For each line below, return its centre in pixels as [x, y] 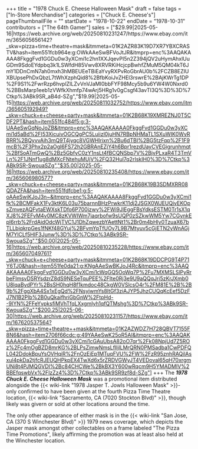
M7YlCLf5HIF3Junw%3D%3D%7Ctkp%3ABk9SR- [67, 235]
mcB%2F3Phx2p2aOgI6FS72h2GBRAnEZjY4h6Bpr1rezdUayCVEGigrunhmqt [98, 147]
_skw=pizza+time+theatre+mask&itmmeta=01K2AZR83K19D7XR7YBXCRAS [98, 46]
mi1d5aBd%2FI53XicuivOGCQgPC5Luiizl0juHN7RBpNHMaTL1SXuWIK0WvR [98, 134]
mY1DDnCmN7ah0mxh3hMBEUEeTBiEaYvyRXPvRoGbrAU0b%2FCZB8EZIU [98, 71]
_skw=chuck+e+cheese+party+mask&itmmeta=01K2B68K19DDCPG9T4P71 [98, 260]
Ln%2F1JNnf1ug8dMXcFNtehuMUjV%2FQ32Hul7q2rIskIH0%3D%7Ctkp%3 [98, 159]
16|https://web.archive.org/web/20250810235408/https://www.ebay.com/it [98, 172]
